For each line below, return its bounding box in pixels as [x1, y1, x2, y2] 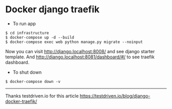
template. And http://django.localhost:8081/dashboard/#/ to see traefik [5, 54, 155, 60]
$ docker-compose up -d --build [5, 35, 74, 40]
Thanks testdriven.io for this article [5, 93, 79, 99]
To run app [12, 20, 36, 27]
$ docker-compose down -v [5, 79, 60, 84]
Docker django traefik [5, 4, 100, 15]
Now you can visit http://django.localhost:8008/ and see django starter [5, 48, 155, 54]
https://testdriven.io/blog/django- [79, 93, 150, 99]
